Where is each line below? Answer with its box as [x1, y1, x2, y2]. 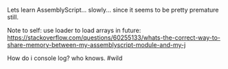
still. [7, 13, 19, 21]
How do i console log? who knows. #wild [7, 54, 123, 62]
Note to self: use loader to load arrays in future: [7, 27, 141, 34]
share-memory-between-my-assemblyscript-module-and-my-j [7, 41, 186, 49]
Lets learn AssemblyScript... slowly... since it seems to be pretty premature [7, 6, 219, 14]
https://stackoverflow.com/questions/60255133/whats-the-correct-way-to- [7, 33, 221, 42]
